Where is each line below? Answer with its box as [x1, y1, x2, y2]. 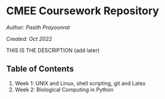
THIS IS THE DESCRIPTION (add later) [6, 46, 100, 54]
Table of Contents [6, 64, 74, 74]
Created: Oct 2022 [6, 35, 52, 42]
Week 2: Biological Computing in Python [14, 86, 114, 93]
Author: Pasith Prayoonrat [6, 24, 70, 31]
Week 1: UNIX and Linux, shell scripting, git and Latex [14, 79, 146, 87]
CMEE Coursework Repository [6, 4, 160, 18]
